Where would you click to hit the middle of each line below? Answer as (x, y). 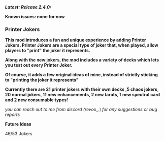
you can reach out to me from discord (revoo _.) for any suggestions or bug (81, 110)
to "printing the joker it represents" (42, 80)
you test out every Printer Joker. (39, 65)
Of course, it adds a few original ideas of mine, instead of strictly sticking (82, 75)
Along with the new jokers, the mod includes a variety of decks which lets (82, 60)
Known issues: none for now (35, 16)
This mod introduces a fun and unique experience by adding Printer (76, 40)
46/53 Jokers (19, 134)
